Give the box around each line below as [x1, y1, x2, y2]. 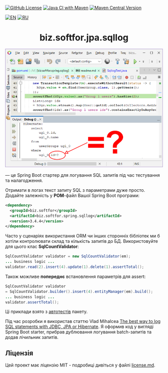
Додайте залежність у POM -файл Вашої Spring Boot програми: [5, 192, 140, 198]
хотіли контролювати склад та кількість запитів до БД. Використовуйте [5, 238, 158, 244]
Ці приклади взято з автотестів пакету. [5, 308, 88, 315]
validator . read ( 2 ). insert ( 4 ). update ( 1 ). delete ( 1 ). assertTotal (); [5, 264, 144, 270]
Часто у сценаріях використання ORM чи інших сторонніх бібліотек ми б [5, 233, 160, 239]
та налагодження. [5, 177, 43, 183]
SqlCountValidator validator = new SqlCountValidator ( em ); [5, 254, 131, 259]
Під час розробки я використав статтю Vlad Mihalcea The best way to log [5, 318, 161, 324]
